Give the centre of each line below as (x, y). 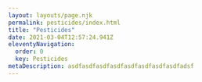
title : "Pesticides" (42, 30)
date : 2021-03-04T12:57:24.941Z (61, 37)
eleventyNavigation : (42, 45)
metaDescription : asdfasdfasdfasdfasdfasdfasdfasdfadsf (101, 66)
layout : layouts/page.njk (50, 15)
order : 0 (29, 52)
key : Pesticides (41, 59)
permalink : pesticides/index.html (65, 23)
